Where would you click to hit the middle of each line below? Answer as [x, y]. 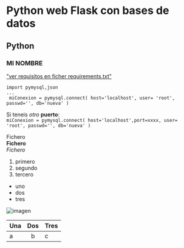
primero [25, 161]
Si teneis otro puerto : [33, 114]
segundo [26, 168]
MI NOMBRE [25, 63]
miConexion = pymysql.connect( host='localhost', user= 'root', [92, 98]
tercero [24, 174]
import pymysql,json [32, 87]
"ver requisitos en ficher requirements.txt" [59, 76]
